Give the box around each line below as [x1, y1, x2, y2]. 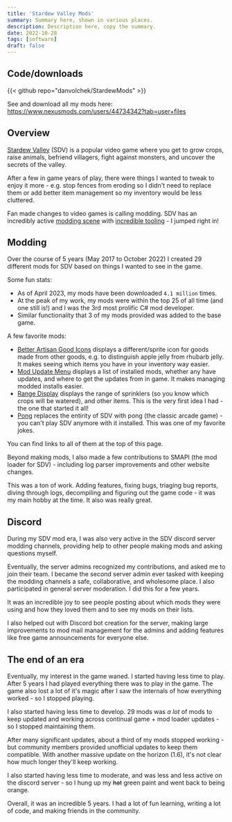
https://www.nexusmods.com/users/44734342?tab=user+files [7, 107, 186, 115]
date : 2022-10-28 [7, 29, 57, 37]
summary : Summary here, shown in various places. [7, 17, 154, 24]
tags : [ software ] [7, 36, 57, 43]
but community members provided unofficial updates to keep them [7, 743, 198, 751]
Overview [7, 127, 51, 139]
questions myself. [7, 549, 57, 557]
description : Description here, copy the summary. [7, 23, 157, 30]
